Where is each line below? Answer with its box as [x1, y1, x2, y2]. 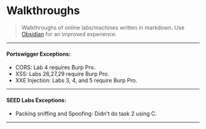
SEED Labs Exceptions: [6, 96, 67, 104]
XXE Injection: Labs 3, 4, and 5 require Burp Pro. [15, 77, 138, 84]
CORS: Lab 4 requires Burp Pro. [15, 64, 96, 71]
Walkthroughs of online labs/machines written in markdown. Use [21, 24, 185, 31]
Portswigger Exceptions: [6, 50, 71, 57]
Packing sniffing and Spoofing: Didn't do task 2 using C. [15, 110, 157, 117]
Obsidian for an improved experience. [21, 30, 117, 37]
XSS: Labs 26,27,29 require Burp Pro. [15, 70, 109, 78]
